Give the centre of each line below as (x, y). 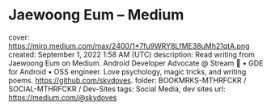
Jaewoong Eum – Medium (96, 15)
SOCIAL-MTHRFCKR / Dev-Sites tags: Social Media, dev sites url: (117, 89)
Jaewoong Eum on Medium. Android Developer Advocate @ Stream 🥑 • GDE (136, 63)
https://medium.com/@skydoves (63, 97)
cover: (19, 37)
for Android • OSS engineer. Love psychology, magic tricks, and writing (127, 71)
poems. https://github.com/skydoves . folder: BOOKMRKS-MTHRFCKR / (127, 80)
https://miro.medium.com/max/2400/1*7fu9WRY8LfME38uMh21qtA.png (129, 45)
